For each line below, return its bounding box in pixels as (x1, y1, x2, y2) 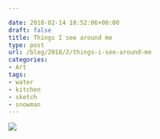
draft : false (8, 26, 52, 34)
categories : (8, 56, 48, 64)
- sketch (8, 93, 38, 101)
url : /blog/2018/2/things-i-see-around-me (8, 49, 152, 57)
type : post (8, 41, 45, 49)
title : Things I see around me (8, 34, 113, 42)
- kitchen (8, 85, 42, 93)
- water (8, 77, 34, 86)
